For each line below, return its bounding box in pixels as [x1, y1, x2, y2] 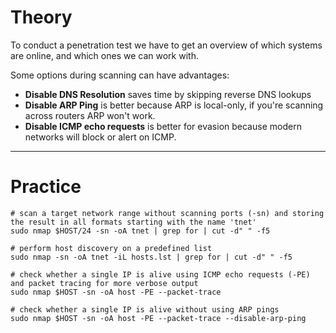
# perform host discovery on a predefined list [10, 243, 213, 253]
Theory [10, 6, 73, 29]
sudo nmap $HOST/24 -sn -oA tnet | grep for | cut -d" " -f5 [10, 226, 271, 236]
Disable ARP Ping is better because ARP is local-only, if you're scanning [24, 99, 324, 111]
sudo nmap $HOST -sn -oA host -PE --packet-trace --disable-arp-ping [10, 313, 307, 323]
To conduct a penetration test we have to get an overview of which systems [10, 39, 323, 51]
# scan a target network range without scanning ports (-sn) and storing [10, 208, 325, 218]
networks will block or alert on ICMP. [24, 131, 177, 143]
